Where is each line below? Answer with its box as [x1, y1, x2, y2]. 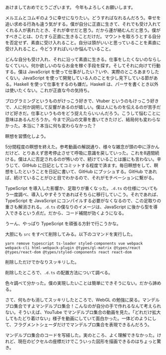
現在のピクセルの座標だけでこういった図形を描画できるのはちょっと [18, 339, 157, 344]
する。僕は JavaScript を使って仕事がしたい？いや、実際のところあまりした [5, 69, 160, 74]
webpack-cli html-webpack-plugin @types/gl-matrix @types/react [5, 245, 141, 250]
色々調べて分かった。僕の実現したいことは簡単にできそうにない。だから [5, 280, 153, 286]
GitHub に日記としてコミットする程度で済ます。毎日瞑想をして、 [22, 163, 154, 168]
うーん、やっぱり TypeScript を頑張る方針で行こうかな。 [5, 221, 121, 227]
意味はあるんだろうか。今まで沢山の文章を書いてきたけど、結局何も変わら [5, 117, 157, 122]
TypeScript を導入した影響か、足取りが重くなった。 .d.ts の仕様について [5, 185, 154, 191]
